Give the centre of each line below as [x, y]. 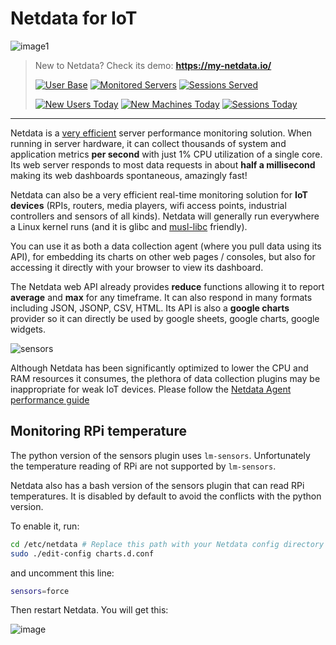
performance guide [50, 399]
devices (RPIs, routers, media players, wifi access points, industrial [148, 205]
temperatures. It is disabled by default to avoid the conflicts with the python [166, 496]
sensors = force [40, 591]
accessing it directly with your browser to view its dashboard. [137, 267]
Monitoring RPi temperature [98, 431]
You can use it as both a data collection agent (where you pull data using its [166, 246]
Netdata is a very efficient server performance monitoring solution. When [161, 133]
